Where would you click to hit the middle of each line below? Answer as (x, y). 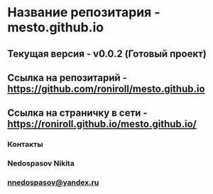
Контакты (26, 144)
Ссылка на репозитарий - (67, 78)
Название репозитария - (84, 12)
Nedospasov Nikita (41, 163)
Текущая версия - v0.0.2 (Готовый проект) (107, 54)
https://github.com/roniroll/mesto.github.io (106, 88)
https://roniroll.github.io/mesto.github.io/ (102, 124)
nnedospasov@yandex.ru (53, 183)
